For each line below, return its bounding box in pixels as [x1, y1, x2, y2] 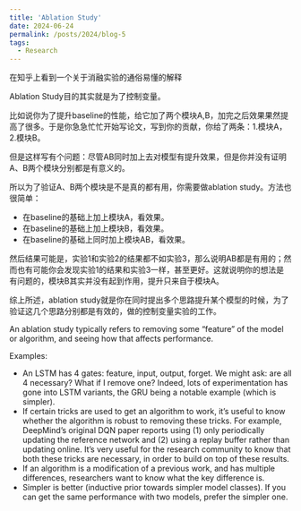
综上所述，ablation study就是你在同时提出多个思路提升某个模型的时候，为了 [9, 294, 289, 305]
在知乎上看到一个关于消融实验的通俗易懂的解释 [9, 72, 182, 83]
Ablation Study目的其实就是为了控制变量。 [9, 91, 166, 102]
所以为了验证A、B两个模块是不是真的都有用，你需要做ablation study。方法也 [9, 182, 292, 192]
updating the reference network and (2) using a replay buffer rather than [21, 435, 290, 446]
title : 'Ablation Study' [9, 13, 102, 22]
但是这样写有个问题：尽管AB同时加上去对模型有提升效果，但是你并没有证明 [9, 151, 287, 162]
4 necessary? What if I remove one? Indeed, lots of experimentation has [21, 378, 288, 388]
